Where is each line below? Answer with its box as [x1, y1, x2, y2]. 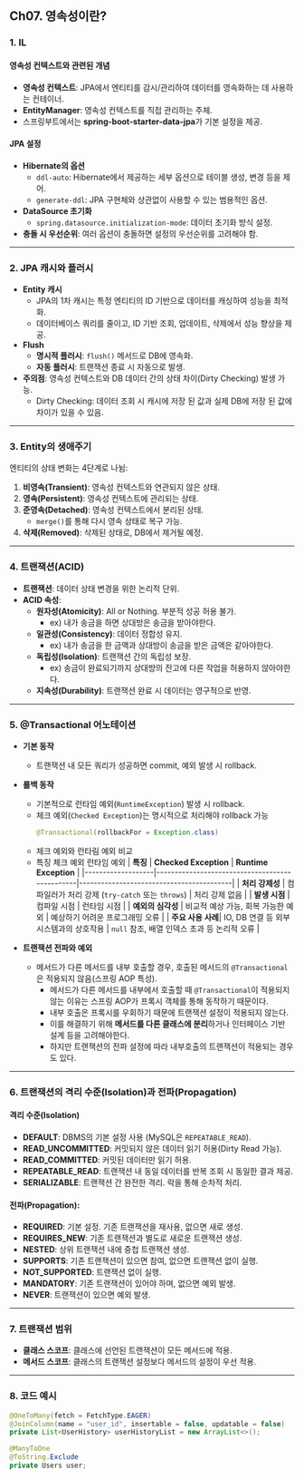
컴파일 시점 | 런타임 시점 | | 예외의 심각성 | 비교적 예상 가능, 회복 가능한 [35, 900, 285, 911]
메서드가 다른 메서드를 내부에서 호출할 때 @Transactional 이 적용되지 [49, 984, 290, 995]
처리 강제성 [241, 878, 280, 889]
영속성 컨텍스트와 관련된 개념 [9, 60, 110, 71]
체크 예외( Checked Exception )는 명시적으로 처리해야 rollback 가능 [35, 810, 269, 821]
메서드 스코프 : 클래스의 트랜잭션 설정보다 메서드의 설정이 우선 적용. [22, 1357, 257, 1367]
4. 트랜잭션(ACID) [9, 560, 84, 573]
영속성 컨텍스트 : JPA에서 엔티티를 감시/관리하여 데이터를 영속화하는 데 [22, 82, 270, 92]
